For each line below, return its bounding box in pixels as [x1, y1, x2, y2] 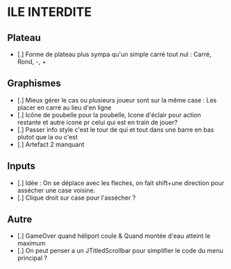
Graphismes [7, 78, 61, 89]
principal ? [17, 254, 47, 262]
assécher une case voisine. [17, 186, 96, 194]
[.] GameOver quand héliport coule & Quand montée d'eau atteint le [17, 232, 211, 240]
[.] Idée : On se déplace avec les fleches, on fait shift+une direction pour [17, 178, 224, 187]
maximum [17, 239, 46, 248]
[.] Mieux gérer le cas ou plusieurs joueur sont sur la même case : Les [17, 96, 217, 104]
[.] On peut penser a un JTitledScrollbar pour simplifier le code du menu [17, 247, 223, 255]
